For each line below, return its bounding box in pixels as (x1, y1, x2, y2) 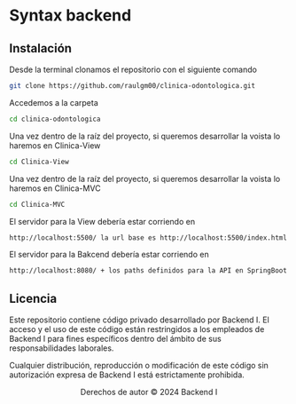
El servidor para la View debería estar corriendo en (9, 216, 196, 226)
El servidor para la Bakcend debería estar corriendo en (9, 250, 210, 260)
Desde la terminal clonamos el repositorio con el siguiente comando (9, 64, 257, 75)
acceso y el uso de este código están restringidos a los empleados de (9, 324, 265, 335)
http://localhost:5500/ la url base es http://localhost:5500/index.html (9, 233, 288, 242)
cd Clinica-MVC (9, 200, 66, 209)
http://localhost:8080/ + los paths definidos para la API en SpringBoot (9, 266, 288, 275)
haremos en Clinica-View (9, 139, 101, 151)
